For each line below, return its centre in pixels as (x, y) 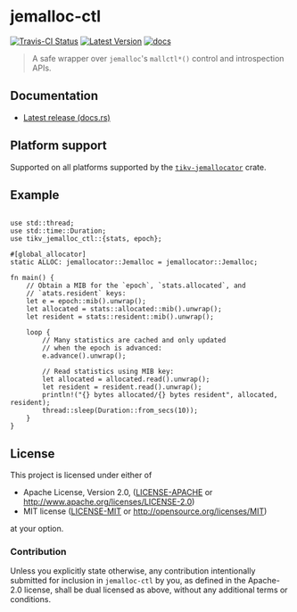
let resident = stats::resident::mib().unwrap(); (120, 317)
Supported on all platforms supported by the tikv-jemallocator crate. (138, 167)
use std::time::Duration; (58, 231)
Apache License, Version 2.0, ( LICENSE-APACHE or (118, 492)
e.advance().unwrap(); (84, 356)
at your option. (37, 529)
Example (35, 195)
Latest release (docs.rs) (66, 117)
